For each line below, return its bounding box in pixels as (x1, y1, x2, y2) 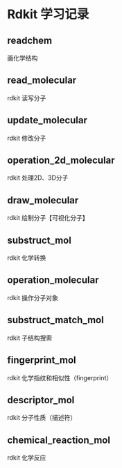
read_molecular (7, 75, 77, 86)
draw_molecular (7, 194, 79, 206)
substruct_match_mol (7, 314, 104, 326)
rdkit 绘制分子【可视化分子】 (7, 214, 89, 222)
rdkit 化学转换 (7, 253, 46, 262)
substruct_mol (7, 234, 71, 246)
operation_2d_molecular (7, 155, 116, 166)
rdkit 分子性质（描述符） (7, 414, 77, 422)
